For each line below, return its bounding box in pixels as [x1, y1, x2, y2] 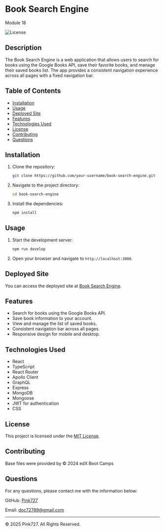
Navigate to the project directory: [12, 182, 80, 188]
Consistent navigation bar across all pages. [12, 326, 100, 332]
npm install [12, 211, 37, 215]
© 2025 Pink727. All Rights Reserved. [5, 521, 81, 527]
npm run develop [12, 247, 46, 251]
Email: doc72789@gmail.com [5, 507, 64, 513]
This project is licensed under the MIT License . [5, 433, 100, 439]
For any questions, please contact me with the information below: [5, 488, 137, 494]
